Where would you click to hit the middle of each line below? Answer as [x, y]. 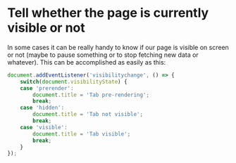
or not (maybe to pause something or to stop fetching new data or [103, 55]
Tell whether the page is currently [108, 13]
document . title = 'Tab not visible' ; [88, 115]
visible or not [46, 28]
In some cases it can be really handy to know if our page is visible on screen [118, 47]
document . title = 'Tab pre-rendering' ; [91, 95]
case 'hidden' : [42, 108]
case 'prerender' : [47, 88]
